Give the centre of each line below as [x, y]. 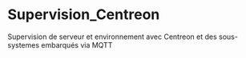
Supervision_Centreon [84, 15]
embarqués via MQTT [77, 44]
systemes [24, 44]
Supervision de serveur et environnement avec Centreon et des [112, 37]
